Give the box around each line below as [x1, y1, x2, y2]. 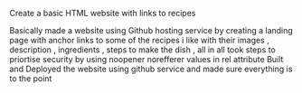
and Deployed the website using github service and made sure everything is [9, 63, 293, 74]
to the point [9, 73, 52, 84]
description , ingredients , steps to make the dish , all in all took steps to [9, 44, 276, 55]
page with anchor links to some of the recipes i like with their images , [9, 35, 269, 45]
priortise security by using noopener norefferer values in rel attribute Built [9, 54, 284, 64]
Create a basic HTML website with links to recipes [9, 8, 196, 18]
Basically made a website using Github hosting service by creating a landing [9, 25, 294, 35]
